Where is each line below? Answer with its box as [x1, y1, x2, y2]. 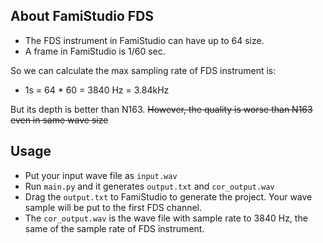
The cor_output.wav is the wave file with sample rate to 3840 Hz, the [24, 212, 308, 224]
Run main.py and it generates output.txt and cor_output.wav [24, 180, 275, 192]
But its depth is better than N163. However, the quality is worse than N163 [10, 103, 313, 115]
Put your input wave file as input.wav [24, 169, 178, 181]
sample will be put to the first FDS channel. [24, 201, 203, 213]
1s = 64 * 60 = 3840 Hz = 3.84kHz [24, 84, 170, 96]
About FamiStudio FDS [10, 8, 155, 25]
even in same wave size [10, 114, 109, 126]
